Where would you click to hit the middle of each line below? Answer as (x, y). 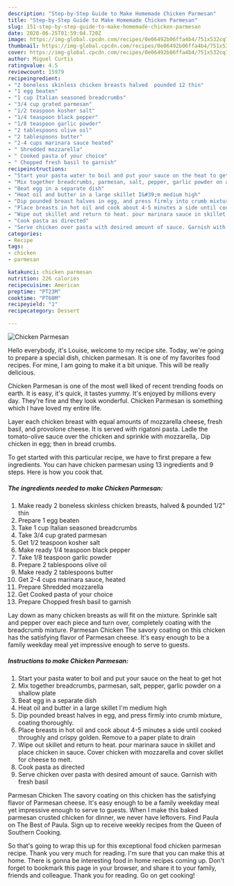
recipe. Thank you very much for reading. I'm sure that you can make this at (116, 853)
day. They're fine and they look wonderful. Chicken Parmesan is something (115, 401)
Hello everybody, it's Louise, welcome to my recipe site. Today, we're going (116, 350)
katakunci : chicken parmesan (50, 272)
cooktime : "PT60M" (34, 298)
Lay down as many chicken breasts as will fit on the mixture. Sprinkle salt (112, 615)
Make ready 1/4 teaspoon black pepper (74, 550)
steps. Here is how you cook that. (56, 472)
